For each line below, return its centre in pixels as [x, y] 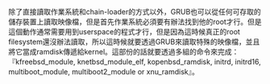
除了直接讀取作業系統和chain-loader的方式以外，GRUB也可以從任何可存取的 [135, 12]
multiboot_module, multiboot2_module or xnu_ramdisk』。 [104, 72]
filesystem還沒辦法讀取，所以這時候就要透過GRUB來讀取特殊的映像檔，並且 [134, 42]
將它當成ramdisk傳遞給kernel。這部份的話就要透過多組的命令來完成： [124, 52]
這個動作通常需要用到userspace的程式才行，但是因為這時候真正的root [124, 32]
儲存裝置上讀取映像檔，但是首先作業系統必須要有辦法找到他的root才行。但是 [135, 22]
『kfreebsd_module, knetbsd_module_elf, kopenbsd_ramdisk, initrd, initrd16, [135, 62]
